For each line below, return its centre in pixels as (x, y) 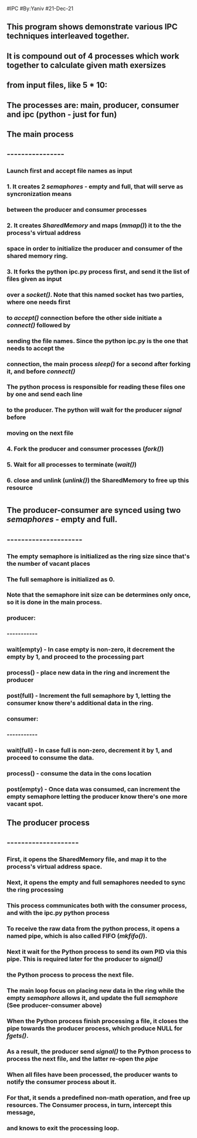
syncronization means (39, 194)
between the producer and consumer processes (77, 210)
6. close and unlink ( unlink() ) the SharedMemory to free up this (98, 481)
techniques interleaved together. (68, 36)
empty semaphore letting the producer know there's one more (97, 796)
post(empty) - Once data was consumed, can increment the (94, 789)
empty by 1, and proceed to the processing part (75, 657)
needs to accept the (36, 348)
